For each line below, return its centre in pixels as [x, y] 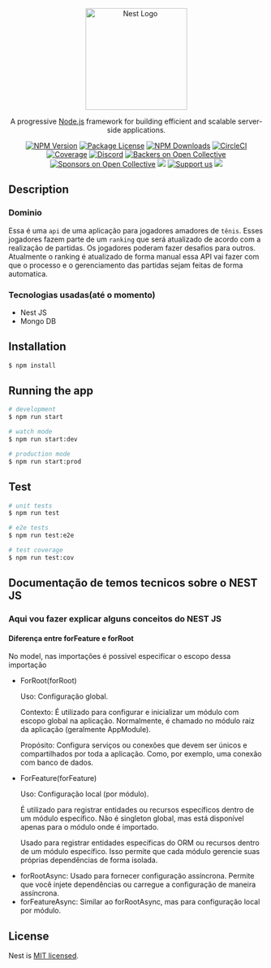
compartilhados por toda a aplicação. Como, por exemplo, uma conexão [141, 754]
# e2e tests [28, 528]
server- [250, 121]
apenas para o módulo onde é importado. [90, 827]
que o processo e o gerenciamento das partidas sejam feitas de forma [126, 265]
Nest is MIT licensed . [44, 956]
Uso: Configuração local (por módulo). [84, 794]
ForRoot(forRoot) [48, 681]
